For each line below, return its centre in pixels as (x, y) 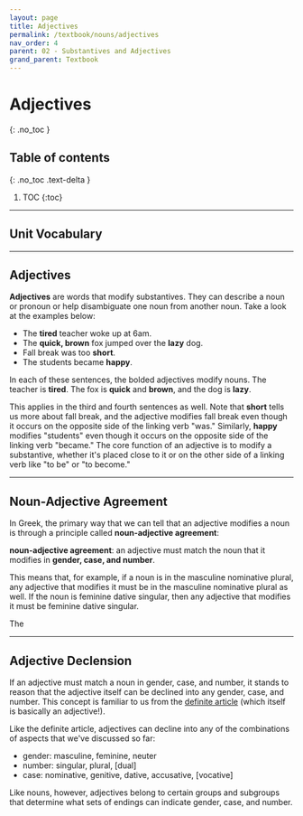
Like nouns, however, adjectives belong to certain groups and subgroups (145, 793)
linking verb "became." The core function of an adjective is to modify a (141, 446)
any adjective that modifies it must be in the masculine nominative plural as (149, 587)
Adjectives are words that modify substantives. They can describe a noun (147, 297)
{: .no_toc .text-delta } (50, 179)
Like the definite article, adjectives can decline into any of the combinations (150, 729)
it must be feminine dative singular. (74, 606)
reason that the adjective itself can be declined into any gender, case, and (147, 692)
